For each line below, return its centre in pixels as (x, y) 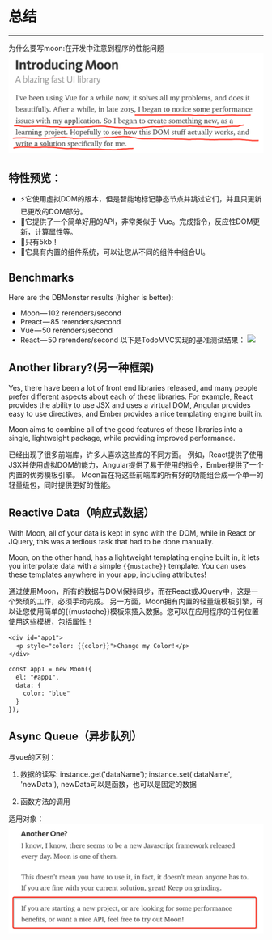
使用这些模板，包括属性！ (51, 621)
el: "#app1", (38, 677)
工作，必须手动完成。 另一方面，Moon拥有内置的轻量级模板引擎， (146, 601)
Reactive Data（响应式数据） (82, 513)
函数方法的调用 (45, 802)
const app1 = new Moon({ (50, 669)
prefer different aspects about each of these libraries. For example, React (131, 396)
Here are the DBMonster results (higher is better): (91, 297)
